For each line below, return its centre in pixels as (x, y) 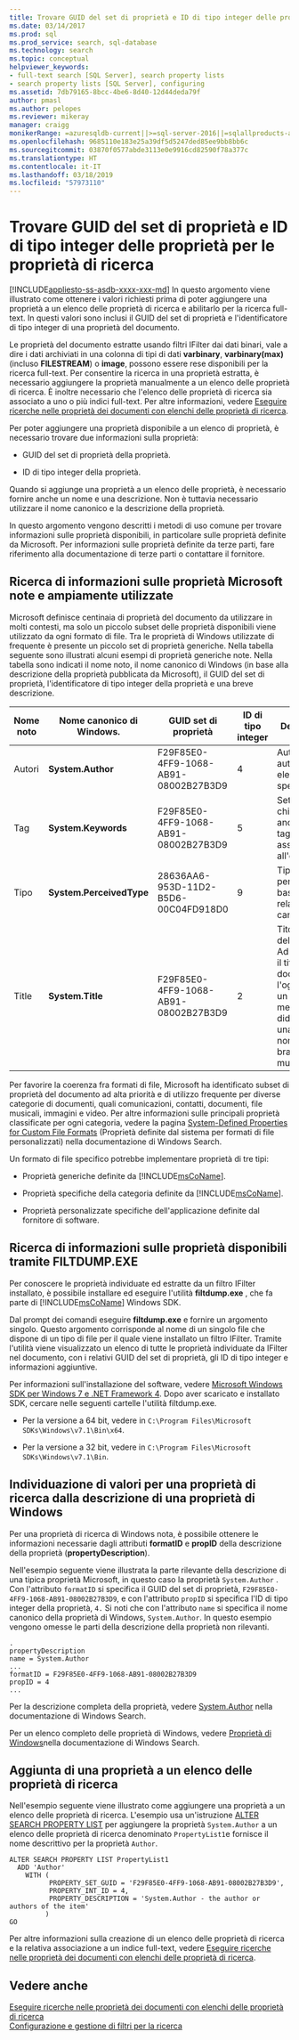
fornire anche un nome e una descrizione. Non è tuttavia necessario (134, 499)
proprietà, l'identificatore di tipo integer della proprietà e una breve (131, 683)
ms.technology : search (51, 51)
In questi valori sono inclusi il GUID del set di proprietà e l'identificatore (157, 318)
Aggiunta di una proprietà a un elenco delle (131, 1770)
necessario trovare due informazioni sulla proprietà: (104, 438)
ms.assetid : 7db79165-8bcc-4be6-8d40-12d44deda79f (105, 92)
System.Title (76, 996)
